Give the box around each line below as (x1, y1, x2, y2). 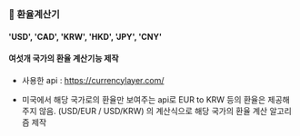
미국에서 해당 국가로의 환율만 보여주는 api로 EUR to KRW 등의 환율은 (21, 93, 266, 105)
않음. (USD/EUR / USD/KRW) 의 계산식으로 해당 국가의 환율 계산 (38, 105, 268, 116)
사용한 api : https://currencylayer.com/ (21, 74, 165, 85)
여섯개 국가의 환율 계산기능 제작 (8, 53, 119, 64)
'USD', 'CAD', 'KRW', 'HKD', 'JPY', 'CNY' (8, 31, 163, 42)
